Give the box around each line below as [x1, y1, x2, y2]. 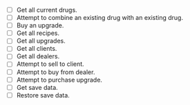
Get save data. [16, 83, 58, 91]
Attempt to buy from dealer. [16, 68, 95, 76]
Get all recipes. [16, 29, 60, 37]
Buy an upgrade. [16, 21, 64, 30]
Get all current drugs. [16, 6, 77, 14]
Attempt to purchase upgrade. [16, 75, 103, 84]
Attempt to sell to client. [16, 60, 84, 68]
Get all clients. [16, 45, 57, 53]
